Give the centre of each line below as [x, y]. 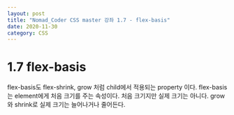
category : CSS [28, 33]
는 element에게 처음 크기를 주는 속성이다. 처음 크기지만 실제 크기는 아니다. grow [116, 96]
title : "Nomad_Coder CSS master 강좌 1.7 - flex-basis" [89, 20]
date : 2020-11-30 [32, 26]
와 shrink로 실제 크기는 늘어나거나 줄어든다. [66, 105]
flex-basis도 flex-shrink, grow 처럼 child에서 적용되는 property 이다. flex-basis [117, 87]
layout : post [26, 14]
